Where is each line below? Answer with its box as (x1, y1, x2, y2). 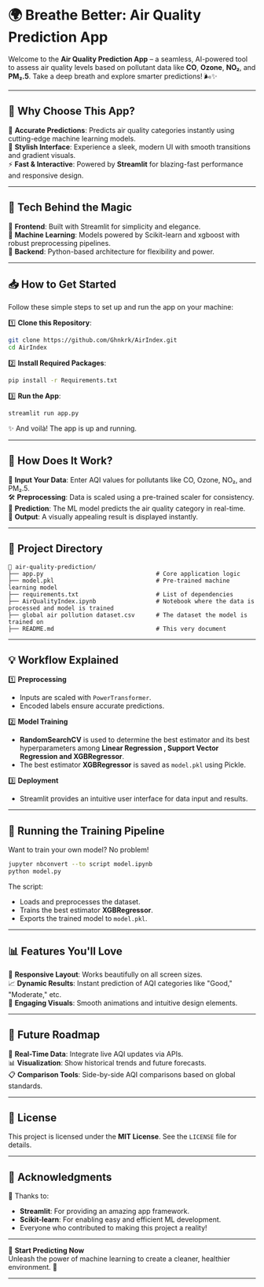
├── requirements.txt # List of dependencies (8, 590, 234, 598)
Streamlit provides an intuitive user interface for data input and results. (19, 794, 248, 804)
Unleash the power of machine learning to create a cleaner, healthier (8, 1254, 230, 1263)
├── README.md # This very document (8, 625, 226, 632)
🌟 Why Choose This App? (8, 104, 135, 118)
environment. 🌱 (8, 1263, 57, 1272)
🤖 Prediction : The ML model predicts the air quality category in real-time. (8, 504, 246, 513)
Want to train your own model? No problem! (8, 845, 149, 855)
